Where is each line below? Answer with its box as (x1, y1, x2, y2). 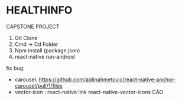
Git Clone (14, 34, 38, 41)
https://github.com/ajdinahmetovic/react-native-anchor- (38, 76, 176, 83)
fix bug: (6, 64, 25, 71)
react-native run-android (14, 53, 75, 60)
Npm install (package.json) (14, 46, 80, 54)
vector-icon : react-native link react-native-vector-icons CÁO (14, 88, 164, 95)
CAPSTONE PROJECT (6, 23, 60, 30)
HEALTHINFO (6, 4, 73, 17)
